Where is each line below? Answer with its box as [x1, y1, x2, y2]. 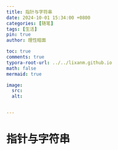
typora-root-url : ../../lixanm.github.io [6, 59, 113, 66]
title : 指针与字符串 [6, 9, 53, 15]
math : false [6, 65, 36, 71]
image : [6, 82, 23, 88]
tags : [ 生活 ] [6, 26, 38, 32]
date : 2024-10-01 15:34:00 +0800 [6, 15, 91, 21]
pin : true [6, 32, 31, 38]
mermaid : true [6, 71, 42, 77]
